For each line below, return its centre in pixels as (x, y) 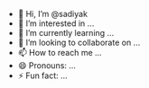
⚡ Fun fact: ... (42, 75)
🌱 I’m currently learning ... (66, 33)
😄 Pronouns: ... (47, 66)
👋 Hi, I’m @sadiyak (53, 14)
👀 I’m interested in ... (56, 23)
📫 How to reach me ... (60, 53)
